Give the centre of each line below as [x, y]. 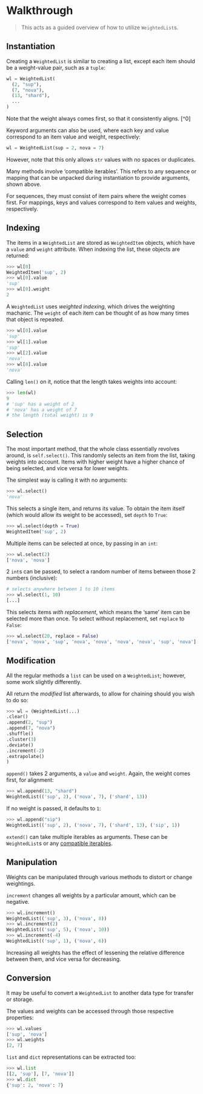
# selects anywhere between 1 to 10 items [61, 589]
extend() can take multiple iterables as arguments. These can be [87, 836]
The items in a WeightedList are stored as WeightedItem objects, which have [101, 242]
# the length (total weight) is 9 [50, 415]
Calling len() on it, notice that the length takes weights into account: [92, 381]
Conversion [29, 978]
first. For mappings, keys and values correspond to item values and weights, [101, 202]
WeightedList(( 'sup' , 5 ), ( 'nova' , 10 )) [58, 930]
